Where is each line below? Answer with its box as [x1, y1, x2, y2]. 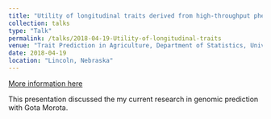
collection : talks [8, 19, 70, 27]
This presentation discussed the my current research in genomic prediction [8, 94, 259, 104]
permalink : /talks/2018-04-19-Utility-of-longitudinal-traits [8, 34, 222, 43]
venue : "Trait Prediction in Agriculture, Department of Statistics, [8, 42, 248, 50]
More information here [8, 78, 83, 88]
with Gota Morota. [8, 102, 69, 113]
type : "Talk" [8, 27, 52, 35]
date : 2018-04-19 [8, 49, 67, 57]
